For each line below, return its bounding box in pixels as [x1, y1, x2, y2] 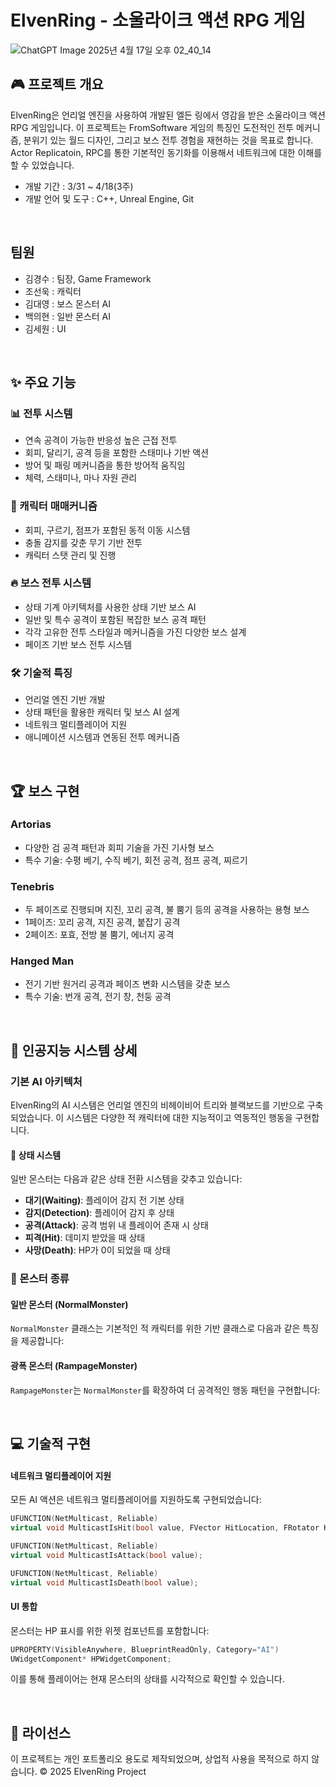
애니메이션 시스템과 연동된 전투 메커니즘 [24, 731, 181, 743]
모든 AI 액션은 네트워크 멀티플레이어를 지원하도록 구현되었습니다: [10, 1494, 262, 1506]
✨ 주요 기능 [10, 374, 77, 391]
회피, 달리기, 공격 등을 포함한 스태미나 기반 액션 [24, 447, 210, 459]
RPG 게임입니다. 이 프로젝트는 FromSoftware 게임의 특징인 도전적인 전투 [10, 121, 295, 133]
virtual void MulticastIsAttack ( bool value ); [10, 1550, 203, 1560]
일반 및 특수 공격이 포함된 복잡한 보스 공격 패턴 [24, 613, 207, 625]
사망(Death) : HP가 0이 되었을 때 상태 [24, 1244, 171, 1256]
